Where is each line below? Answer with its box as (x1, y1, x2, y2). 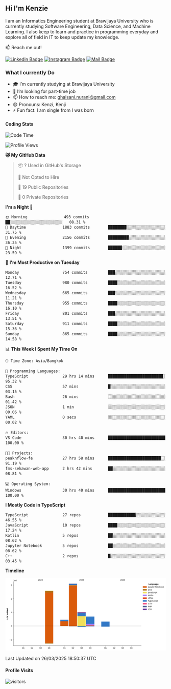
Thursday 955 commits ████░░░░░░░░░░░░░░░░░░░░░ (5, 301, 166, 306)
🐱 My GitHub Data (5, 152, 46, 158)
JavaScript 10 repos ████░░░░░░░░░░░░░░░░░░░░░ (5, 523, 166, 528)
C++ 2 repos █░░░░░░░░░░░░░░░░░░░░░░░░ (5, 554, 166, 559)
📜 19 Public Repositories (17, 184, 69, 190)
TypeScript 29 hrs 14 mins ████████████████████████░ (5, 374, 166, 379)
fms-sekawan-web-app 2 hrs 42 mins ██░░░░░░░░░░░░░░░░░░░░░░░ (5, 466, 166, 471)
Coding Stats (5, 120, 34, 127)
